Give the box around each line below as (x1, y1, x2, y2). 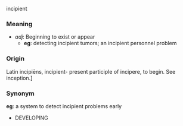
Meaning (6, 20, 33, 28)
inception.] (6, 74, 33, 81)
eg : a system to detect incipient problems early (6, 102, 122, 109)
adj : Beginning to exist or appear (14, 33, 95, 40)
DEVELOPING (14, 114, 49, 121)
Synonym (6, 89, 35, 97)
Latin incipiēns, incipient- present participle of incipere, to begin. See (6, 68, 176, 75)
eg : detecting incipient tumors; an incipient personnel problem (23, 40, 177, 47)
